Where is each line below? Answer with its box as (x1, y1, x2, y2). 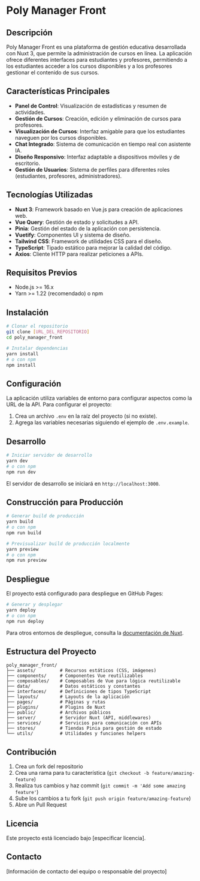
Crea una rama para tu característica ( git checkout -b (14, 769, 150, 777)
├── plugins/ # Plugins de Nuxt (6, 705, 106, 711)
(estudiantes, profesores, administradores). (14, 172, 122, 179)
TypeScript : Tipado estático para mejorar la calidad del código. (14, 244, 172, 251)
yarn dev (6, 457, 28, 464)
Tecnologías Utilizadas (6, 190, 93, 200)
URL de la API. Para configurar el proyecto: (6, 401, 112, 408)
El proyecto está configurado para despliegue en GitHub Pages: (6, 590, 163, 597)
